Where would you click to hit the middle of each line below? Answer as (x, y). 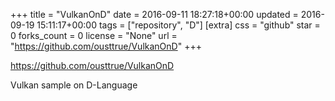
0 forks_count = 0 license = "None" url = (94, 35)
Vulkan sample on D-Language (74, 85)
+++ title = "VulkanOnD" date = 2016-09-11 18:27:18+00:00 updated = (154, 14)
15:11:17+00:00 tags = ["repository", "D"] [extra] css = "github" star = (178, 25)
